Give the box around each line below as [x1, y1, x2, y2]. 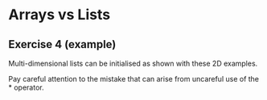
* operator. [8, 82, 44, 92]
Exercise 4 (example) [8, 38, 117, 51]
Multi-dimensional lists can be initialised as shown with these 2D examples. [8, 58, 258, 68]
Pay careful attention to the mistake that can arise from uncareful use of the [8, 74, 260, 83]
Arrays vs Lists [8, 6, 111, 24]
